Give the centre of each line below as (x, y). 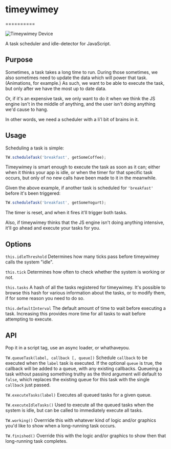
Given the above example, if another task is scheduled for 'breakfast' (79, 188)
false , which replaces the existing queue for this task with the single (78, 379)
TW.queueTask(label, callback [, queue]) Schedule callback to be (76, 358)
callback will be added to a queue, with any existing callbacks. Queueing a (84, 368)
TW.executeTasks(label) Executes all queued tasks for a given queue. (79, 395)
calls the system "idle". (29, 262)
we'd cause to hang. (27, 109)
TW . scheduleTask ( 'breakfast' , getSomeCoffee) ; (56, 157)
